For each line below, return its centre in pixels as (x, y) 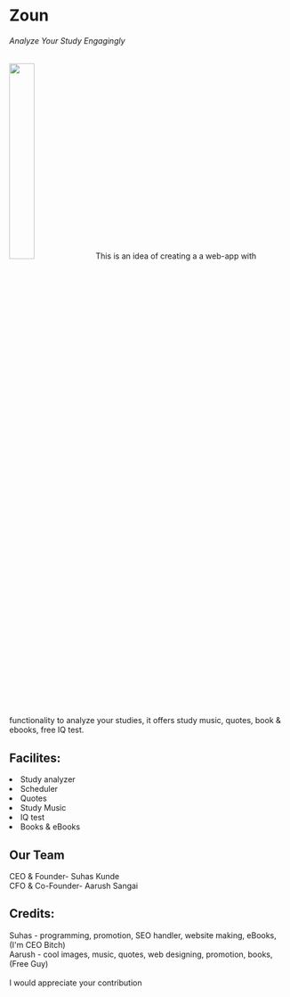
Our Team (37, 855)
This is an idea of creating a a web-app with (176, 256)
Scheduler (40, 789)
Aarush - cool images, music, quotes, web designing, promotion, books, (141, 954)
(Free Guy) (29, 963)
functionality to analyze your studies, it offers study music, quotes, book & (145, 721)
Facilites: (35, 758)
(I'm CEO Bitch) (37, 944)
